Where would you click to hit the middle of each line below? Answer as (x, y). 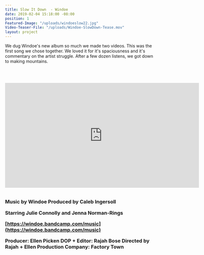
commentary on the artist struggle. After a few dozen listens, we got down (79, 56)
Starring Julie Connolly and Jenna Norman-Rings (64, 213)
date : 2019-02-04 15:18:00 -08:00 (40, 14)
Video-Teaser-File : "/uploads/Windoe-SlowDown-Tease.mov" (65, 28)
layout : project (21, 32)
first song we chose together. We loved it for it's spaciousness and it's (75, 51)
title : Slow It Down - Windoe (37, 9)
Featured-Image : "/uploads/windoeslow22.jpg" (52, 23)
